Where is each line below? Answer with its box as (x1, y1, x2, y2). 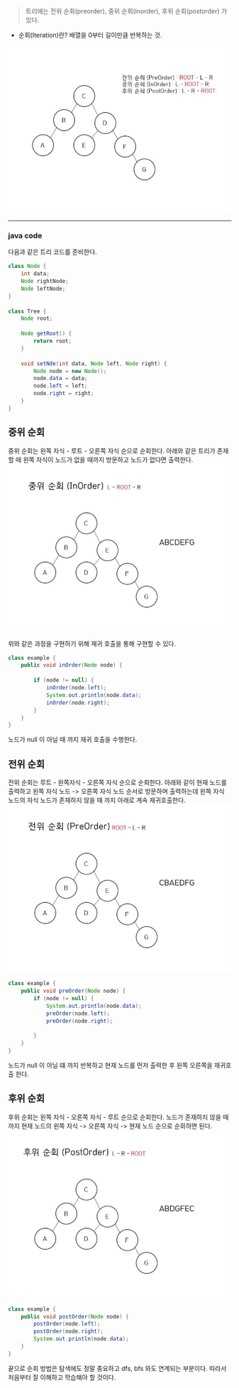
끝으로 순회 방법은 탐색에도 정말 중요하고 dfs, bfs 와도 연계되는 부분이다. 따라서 (8, 1364, 227, 1372)
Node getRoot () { (21, 330, 72, 338)
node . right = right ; (33, 390, 94, 397)
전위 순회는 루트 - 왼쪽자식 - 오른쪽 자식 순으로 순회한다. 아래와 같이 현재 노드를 (8, 778, 228, 787)
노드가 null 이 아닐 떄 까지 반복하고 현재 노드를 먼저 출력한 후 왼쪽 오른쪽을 (8, 1060, 213, 1070)
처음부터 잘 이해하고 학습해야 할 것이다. (8, 1372, 116, 1382)
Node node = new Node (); (33, 367, 107, 374)
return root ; (33, 338, 72, 345)
